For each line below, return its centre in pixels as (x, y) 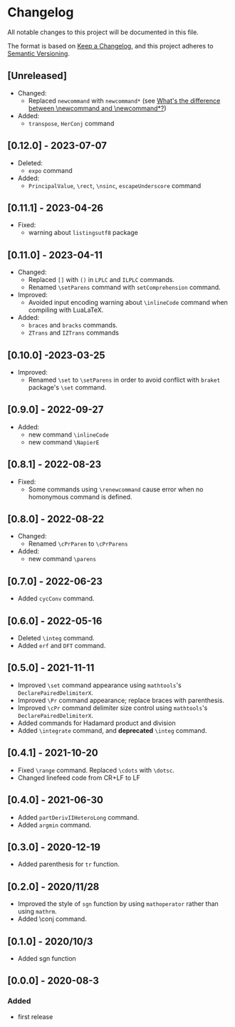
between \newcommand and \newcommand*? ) (97, 108)
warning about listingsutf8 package (83, 233)
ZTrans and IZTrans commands (74, 333)
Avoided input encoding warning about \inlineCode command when (128, 303)
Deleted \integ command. (56, 638)
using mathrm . (37, 912)
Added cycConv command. (56, 598)
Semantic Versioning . (38, 53)
